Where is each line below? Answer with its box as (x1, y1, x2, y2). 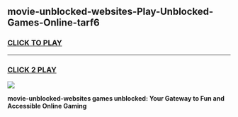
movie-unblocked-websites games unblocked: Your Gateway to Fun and (7, 94, 225, 102)
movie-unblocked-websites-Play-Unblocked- (7, 6, 214, 18)
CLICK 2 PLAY (7, 65, 57, 74)
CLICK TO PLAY (7, 38, 62, 48)
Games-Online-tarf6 (7, 17, 101, 29)
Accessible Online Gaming (7, 101, 87, 110)
